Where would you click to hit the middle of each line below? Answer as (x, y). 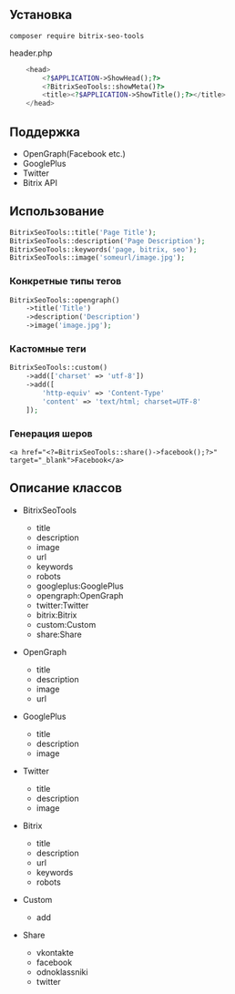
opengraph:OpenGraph (80, 595)
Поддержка (45, 132)
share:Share (59, 634)
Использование (57, 212)
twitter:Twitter (62, 605)
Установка (41, 15)
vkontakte (55, 952)
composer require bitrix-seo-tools (77, 36)
